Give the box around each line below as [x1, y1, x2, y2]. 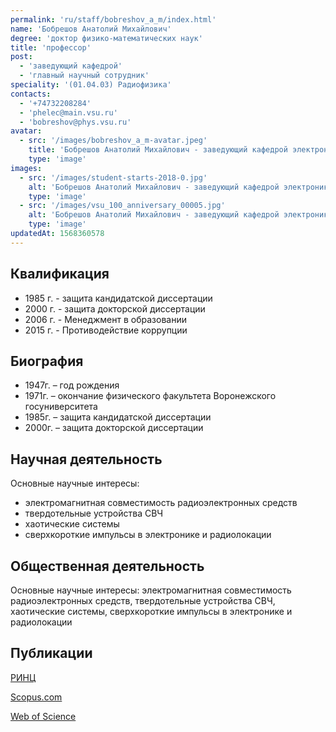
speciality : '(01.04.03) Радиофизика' [10, 80, 172, 90]
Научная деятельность [10, 451, 163, 468]
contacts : [10, 89, 52, 99]
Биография [10, 352, 84, 370]
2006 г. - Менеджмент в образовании [24, 313, 187, 325]
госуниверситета [24, 401, 98, 413]
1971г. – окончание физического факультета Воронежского [24, 390, 277, 402]
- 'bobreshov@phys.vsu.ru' [19, 117, 132, 127]
